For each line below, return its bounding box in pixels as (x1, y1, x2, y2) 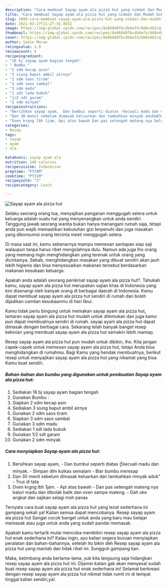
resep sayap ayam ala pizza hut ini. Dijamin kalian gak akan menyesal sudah (5, 560, 161, 566)
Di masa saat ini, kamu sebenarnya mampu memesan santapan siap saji (5, 241, 153, 247)
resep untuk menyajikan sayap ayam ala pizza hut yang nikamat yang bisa (5, 355, 157, 361)
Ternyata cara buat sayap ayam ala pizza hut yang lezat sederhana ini (5, 504, 148, 510)
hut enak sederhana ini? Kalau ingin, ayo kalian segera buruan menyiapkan (5, 535, 158, 541)
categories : (5, 123, 30, 128)
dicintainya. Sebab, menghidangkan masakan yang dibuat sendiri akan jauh (5, 257, 160, 263)
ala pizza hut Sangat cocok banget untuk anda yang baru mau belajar (5, 514, 148, 520)
